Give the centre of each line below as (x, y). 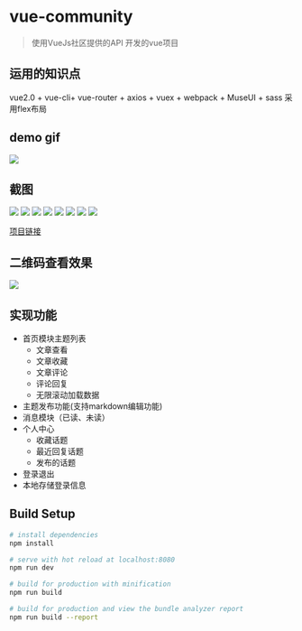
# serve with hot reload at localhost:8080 (92, 560)
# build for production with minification (90, 584)
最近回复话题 (59, 451)
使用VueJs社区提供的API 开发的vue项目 (105, 42)
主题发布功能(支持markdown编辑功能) (92, 406)
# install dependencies (54, 534)
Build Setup (42, 514)
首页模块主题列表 (54, 339)
